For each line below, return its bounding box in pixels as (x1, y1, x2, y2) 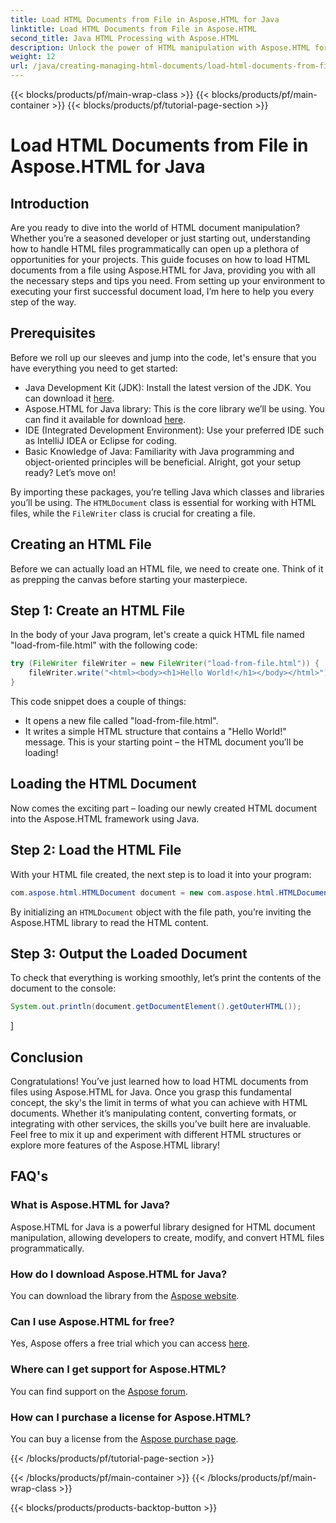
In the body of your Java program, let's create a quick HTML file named (10, 629, 305, 641)
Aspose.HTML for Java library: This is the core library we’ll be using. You (24, 402, 325, 415)
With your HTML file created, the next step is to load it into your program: (10, 868, 312, 880)
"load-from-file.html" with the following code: (10, 639, 198, 651)
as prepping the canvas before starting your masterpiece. (10, 573, 248, 585)
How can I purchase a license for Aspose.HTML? (10, 1410, 252, 1424)
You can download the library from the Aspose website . (10, 1290, 240, 1302)
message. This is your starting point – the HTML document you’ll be (24, 736, 304, 748)
